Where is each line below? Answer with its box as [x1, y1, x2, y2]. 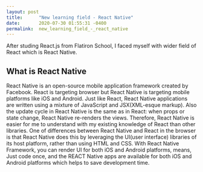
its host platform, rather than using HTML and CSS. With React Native [6, 140, 179, 147]
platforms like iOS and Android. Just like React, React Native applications [6, 95, 188, 103]
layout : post [6, 8, 39, 15]
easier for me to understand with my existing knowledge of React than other [6, 121, 196, 128]
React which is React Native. [6, 49, 77, 56]
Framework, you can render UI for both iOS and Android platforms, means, [6, 146, 192, 154]
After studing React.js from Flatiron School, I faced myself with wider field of [6, 42, 196, 49]
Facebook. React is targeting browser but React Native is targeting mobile [6, 89, 190, 96]
